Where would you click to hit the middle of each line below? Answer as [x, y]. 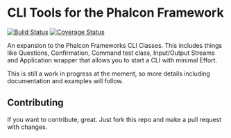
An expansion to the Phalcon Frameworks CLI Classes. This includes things [115, 45]
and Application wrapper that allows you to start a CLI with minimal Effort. [112, 60]
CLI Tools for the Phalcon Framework [115, 13]
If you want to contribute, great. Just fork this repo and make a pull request [114, 119]
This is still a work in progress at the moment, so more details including [109, 74]
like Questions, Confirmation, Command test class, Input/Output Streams [111, 53]
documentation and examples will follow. [65, 80]
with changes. [27, 127]
